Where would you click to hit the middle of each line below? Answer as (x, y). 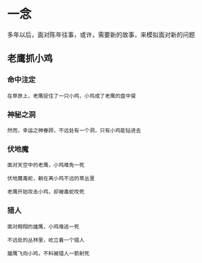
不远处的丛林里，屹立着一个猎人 (46, 240)
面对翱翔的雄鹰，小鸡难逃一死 (43, 226)
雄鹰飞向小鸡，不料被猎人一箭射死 (48, 253)
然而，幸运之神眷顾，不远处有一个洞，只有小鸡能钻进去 (74, 130)
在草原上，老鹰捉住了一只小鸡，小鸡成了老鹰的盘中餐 (72, 96)
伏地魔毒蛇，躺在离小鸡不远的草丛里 (51, 179)
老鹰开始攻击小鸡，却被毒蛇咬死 (46, 192)
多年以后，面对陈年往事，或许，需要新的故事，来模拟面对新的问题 (101, 35)
